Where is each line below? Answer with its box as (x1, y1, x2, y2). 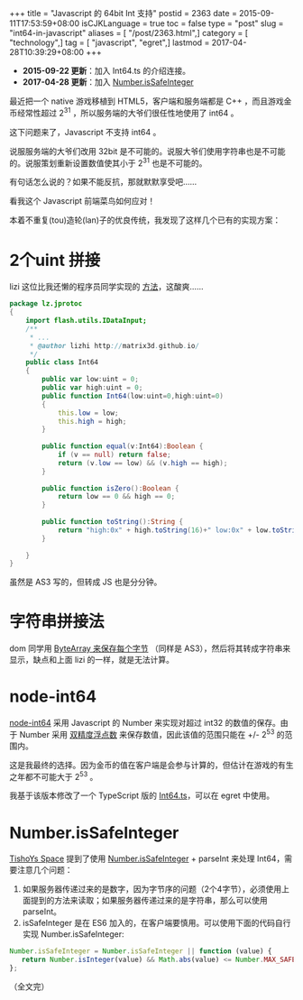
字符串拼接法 (9, 611, 106, 632)
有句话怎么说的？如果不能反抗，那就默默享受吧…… (9, 177, 197, 188)
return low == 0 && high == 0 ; (57, 492, 176, 501)
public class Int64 (25, 358, 99, 367)
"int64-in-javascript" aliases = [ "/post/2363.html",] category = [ (9, 28, 249, 38)
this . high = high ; (57, 417, 127, 426)
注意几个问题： (16, 865, 73, 876)
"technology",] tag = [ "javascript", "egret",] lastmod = (9, 37, 210, 48)
